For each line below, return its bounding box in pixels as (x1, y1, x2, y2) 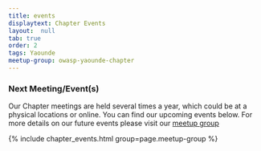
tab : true (8, 34, 42, 43)
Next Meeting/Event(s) (8, 83, 100, 94)
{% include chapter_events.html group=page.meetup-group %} (8, 134, 218, 144)
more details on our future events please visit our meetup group (8, 118, 219, 129)
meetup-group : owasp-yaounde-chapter (8, 57, 135, 65)
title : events (8, 11, 56, 20)
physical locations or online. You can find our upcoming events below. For (8, 110, 253, 120)
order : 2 (8, 42, 38, 50)
